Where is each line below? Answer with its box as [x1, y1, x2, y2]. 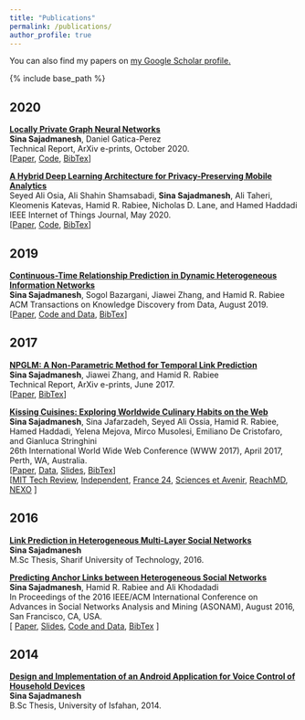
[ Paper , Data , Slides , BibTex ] [9, 464, 116, 475]
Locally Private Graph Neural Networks [9, 124, 162, 135]
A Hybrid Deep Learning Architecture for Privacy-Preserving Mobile [9, 171, 272, 182]
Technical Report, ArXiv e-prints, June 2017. [9, 378, 175, 389]
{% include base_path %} [9, 73, 106, 84]
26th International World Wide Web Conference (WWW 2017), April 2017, [9, 445, 283, 456]
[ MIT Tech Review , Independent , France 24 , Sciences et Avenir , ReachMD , [9, 474, 289, 485]
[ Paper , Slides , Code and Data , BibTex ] [9, 620, 160, 631]
